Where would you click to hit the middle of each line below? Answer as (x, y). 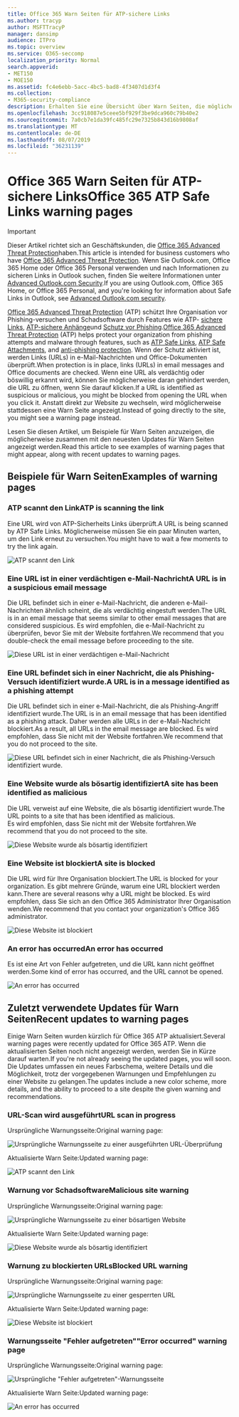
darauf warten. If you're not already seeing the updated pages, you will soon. (119, 1059)
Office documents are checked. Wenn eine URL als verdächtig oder (106, 373)
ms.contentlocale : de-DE (44, 133)
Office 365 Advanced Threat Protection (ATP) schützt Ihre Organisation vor (117, 312)
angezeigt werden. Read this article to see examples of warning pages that (116, 447)
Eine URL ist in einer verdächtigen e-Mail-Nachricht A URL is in (117, 579)
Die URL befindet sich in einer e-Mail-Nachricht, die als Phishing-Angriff (113, 706)
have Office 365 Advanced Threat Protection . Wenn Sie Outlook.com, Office (119, 260)
